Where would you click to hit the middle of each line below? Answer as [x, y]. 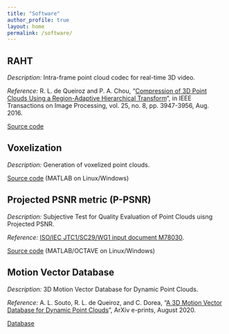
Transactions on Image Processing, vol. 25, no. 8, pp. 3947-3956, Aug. [108, 106]
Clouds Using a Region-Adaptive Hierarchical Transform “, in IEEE [99, 98]
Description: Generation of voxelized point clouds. [79, 165]
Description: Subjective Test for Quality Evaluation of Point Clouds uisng [110, 216]
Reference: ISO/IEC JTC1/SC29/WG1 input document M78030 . [96, 237]
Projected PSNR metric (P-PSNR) [79, 200]
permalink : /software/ [40, 33]
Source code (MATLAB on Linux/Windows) [68, 178]
